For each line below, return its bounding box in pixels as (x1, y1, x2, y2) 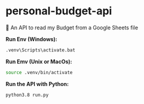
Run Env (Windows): (5, 35, 57, 42)
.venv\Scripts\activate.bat (5, 47, 76, 53)
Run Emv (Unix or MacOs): (5, 58, 72, 65)
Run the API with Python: (5, 80, 69, 87)
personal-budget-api (5, 4, 112, 18)
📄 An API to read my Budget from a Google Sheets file (5, 24, 139, 31)
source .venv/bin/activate (5, 69, 73, 75)
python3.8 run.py (5, 91, 49, 98)
